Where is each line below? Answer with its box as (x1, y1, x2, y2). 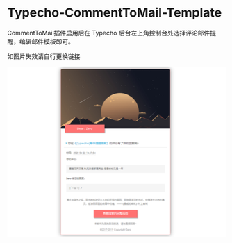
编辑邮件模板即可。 (19, 37, 74, 46)
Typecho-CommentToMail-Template (7, 5, 222, 21)
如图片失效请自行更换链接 (7, 52, 81, 60)
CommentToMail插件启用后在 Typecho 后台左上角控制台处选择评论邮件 (7, 28, 210, 37)
